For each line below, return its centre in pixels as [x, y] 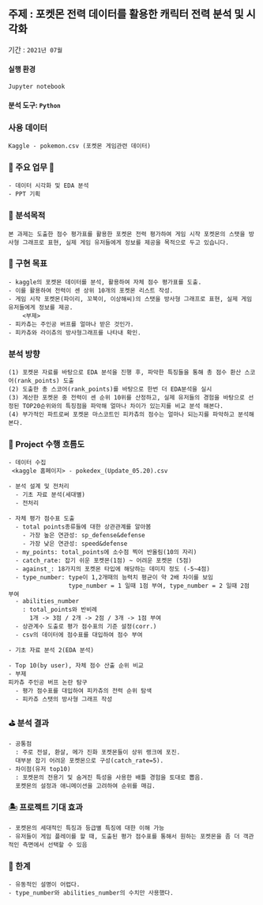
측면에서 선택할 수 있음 [55, 845]
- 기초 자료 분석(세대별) [50, 495]
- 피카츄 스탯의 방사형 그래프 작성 [64, 700]
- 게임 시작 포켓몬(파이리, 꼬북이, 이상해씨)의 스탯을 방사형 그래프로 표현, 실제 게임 [130, 299]
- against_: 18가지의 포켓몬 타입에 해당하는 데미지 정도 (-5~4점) [113, 569]
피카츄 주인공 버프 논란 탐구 [48, 683]
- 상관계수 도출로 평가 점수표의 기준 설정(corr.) [86, 627]
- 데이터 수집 [27, 463]
